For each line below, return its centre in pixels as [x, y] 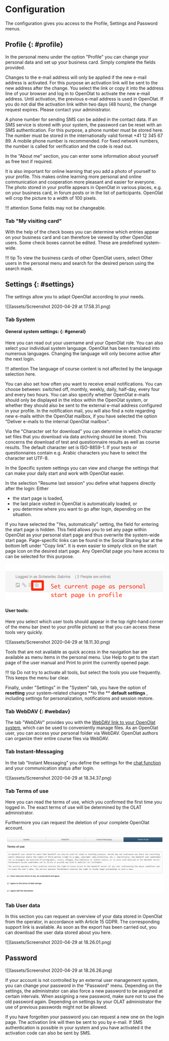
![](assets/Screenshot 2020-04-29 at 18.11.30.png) [58, 642]
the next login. [20, 359]
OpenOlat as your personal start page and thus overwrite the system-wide [82, 535]
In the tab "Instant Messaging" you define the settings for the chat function [83, 762]
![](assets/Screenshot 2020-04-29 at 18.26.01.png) [59, 942]
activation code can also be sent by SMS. [48, 1033]
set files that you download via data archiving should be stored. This [76, 436]
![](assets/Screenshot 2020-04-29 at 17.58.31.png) [58, 306]
